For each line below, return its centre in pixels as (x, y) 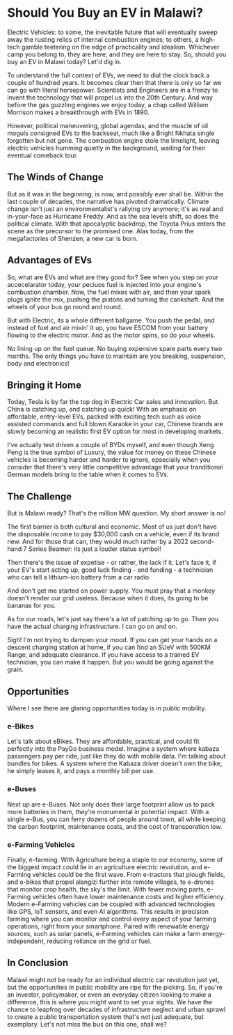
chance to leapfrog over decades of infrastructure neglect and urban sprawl (116, 1009)
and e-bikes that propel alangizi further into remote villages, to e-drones (111, 882)
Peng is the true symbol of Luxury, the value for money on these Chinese (112, 452)
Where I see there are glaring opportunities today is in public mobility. (107, 708)
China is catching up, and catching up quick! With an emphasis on (102, 410)
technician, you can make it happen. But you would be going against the (111, 662)
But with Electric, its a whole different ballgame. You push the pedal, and (111, 320)
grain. (16, 669)
